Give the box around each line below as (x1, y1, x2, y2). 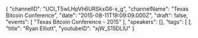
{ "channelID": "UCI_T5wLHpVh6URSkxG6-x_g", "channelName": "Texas (6, 6, 189, 12)
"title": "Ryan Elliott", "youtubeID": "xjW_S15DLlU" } (6, 25, 135, 32)
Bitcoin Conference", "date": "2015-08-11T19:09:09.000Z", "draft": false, (6, 12, 188, 19)
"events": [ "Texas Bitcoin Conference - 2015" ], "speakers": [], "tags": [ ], (6, 18, 192, 25)
